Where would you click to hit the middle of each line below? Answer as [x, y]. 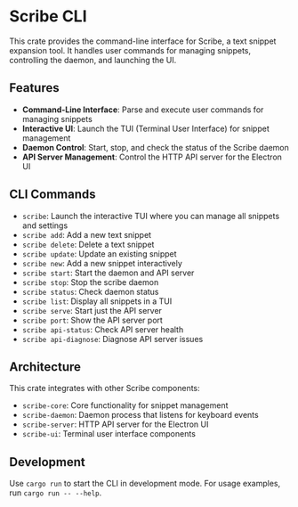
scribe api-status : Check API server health [103, 329]
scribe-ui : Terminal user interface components [109, 434]
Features [34, 88]
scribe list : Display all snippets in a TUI [97, 301]
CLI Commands [52, 195]
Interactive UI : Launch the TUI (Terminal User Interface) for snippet [145, 128]
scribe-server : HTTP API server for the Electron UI [115, 424]
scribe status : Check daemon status [90, 291]
